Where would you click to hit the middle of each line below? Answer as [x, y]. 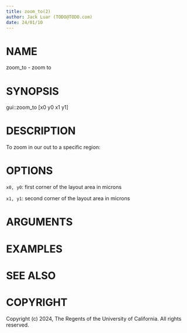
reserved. [18, 325]
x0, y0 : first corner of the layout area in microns [64, 187]
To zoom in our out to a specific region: [53, 147]
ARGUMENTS [39, 222]
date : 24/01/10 [25, 22]
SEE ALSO [31, 275]
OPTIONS [30, 171]
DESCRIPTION [41, 131]
